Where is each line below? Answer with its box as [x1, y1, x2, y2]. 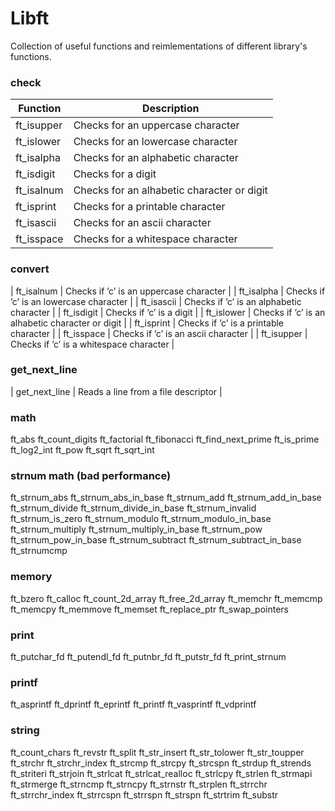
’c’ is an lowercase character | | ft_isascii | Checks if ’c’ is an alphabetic [10, 295, 302, 307]
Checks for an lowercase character [73, 135, 238, 149]
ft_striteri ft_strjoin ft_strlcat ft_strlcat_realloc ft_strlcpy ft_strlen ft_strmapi [10, 767, 313, 779]
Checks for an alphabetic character [73, 151, 239, 165]
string [10, 723, 40, 737]
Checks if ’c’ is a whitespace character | [10, 338, 175, 350]
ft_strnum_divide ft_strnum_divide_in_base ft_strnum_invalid [10, 502, 257, 514]
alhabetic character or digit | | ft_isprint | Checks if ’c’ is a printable [10, 317, 285, 329]
